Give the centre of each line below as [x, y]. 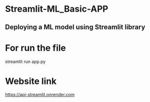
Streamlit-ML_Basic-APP [57, 9]
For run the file [36, 48]
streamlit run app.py [25, 61]
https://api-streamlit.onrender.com [40, 95]
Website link [31, 81]
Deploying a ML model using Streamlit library [75, 27]
